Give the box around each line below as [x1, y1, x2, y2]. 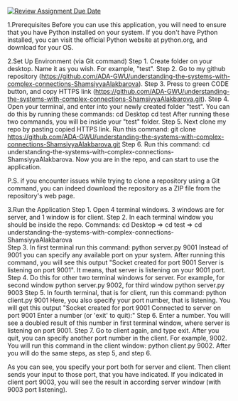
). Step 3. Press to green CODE [138, 80, 229, 88]
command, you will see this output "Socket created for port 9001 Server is [7, 258, 225, 267]
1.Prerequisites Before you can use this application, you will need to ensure [7, 21, 227, 28]
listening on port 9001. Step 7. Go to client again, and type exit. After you [7, 326, 220, 334]
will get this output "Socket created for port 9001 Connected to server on [7, 304, 222, 312]
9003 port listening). [7, 385, 67, 394]
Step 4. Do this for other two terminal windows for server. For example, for [7, 274, 225, 282]
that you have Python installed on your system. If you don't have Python [7, 28, 218, 36]
